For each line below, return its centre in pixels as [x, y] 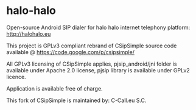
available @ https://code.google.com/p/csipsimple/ [71, 52]
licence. [16, 77]
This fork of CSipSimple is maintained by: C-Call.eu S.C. [76, 100]
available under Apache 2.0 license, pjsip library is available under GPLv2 [98, 70]
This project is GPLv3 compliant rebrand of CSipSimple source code [92, 46]
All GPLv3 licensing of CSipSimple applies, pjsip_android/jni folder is [92, 64]
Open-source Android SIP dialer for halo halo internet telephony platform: [98, 27]
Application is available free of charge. [54, 88]
